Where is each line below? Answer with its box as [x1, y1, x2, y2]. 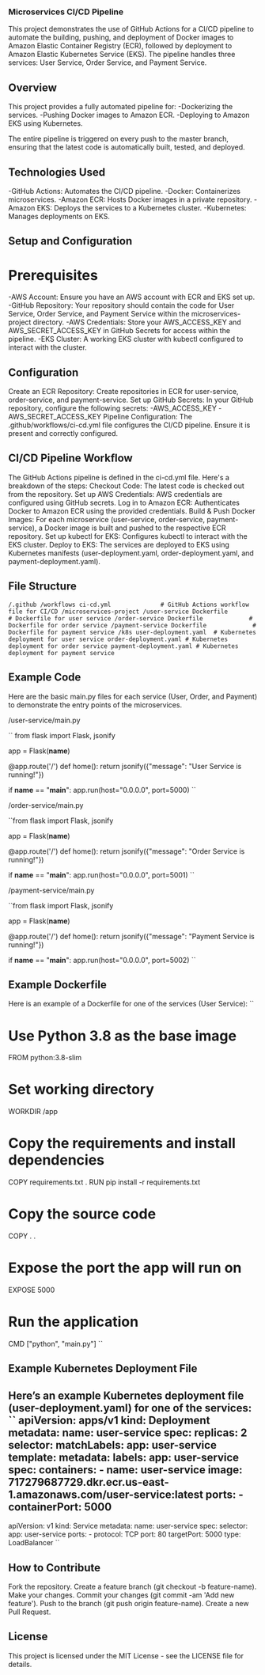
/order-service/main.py [8, 800, 84, 809]
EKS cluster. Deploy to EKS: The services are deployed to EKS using [8, 540, 229, 549]
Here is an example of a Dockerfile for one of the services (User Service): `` [8, 999, 255, 1009]
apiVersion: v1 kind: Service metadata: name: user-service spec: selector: [8, 1522, 248, 1531]
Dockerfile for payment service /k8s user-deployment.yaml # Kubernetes [8, 628, 257, 636]
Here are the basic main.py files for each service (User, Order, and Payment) [8, 692, 258, 701]
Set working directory [8, 1081, 154, 1098]
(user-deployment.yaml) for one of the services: [8, 1401, 252, 1415]
